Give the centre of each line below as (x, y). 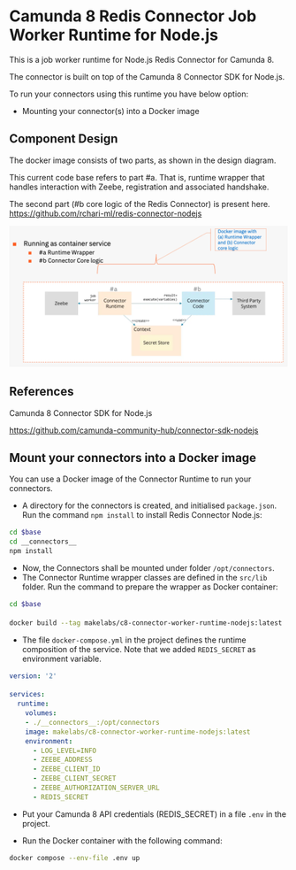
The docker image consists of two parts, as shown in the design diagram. (143, 160)
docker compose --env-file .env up (75, 858)
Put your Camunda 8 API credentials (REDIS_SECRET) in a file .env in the (154, 814)
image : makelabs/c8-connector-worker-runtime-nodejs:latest (138, 732)
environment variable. (61, 658)
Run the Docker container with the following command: (122, 840)
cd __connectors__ (43, 542)
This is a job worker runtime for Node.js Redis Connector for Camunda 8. (142, 59)
